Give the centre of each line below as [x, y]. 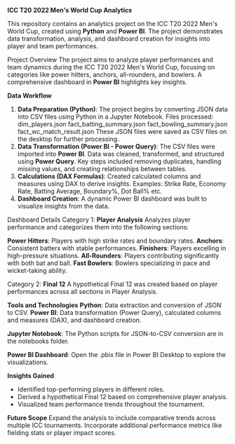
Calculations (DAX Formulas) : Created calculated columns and [109, 176]
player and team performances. [53, 46]
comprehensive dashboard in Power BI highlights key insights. [97, 82]
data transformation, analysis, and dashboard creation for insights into [109, 39]
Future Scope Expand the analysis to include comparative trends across [112, 418]
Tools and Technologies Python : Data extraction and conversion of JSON [114, 305]
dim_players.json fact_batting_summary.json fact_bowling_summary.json [122, 124]
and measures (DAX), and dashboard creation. [74, 320]
